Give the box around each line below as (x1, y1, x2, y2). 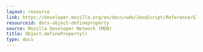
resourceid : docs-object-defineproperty (6, 20, 110, 26)
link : (6, 14, 20, 20)
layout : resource (6, 8, 50, 15)
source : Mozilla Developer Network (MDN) (6, 25, 112, 32)
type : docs (6, 36, 34, 42)
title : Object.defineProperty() (6, 31, 88, 37)
